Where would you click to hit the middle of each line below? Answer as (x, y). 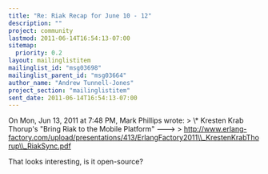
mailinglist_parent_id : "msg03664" (68, 75)
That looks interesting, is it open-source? (76, 162)
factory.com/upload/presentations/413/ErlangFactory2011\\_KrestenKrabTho (134, 138)
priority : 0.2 (39, 53)
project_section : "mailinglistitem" (69, 90)
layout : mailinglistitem (50, 61)
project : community (41, 30)
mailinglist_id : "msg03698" (55, 68)
